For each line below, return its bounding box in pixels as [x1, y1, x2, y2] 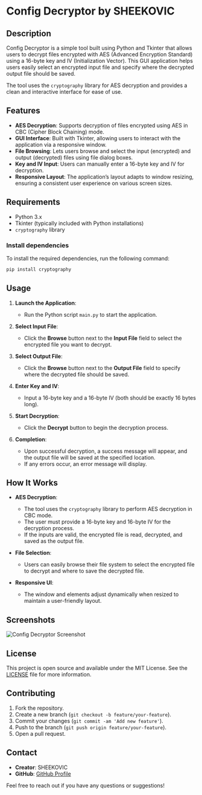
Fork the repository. [14, 704, 65, 712]
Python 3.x [14, 213, 42, 220]
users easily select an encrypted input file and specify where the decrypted [6, 63, 194, 71]
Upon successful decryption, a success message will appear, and [24, 447, 188, 455]
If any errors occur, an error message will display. [24, 460, 147, 467]
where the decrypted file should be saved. [24, 371, 130, 378]
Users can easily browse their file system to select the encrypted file [24, 561, 195, 568]
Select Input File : [14, 322, 58, 330]
